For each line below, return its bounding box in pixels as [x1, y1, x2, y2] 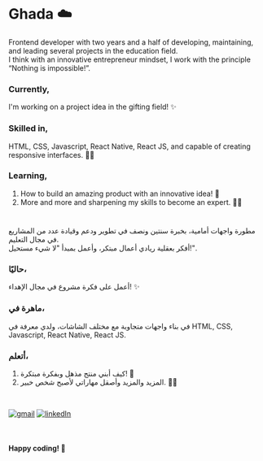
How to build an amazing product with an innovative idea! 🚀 [20, 189, 220, 198]
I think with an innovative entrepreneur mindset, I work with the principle [8, 54, 251, 64]
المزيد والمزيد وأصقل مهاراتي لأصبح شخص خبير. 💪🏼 [20, 377, 178, 387]
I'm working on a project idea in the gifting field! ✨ [8, 102, 177, 112]
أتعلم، [8, 350, 28, 361]
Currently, [8, 83, 50, 94]
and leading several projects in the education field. [8, 46, 178, 55]
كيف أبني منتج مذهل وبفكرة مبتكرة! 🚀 [20, 368, 134, 378]
